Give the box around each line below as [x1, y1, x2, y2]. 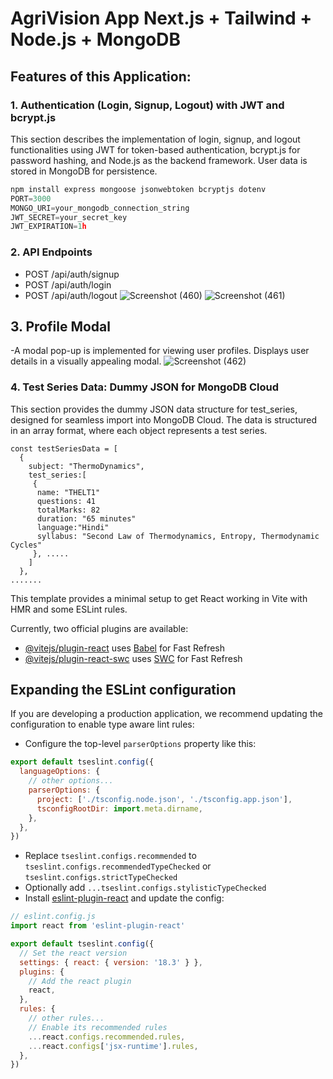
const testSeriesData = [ [10, 443, 118, 454]
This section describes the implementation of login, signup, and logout [10, 133, 301, 145]
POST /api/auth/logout [24, 289, 118, 301]
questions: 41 [36, 496, 97, 506]
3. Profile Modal [10, 318, 111, 335]
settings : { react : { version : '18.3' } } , [19, 957, 203, 967]
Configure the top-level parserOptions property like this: [24, 738, 257, 750]
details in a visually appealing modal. [10, 355, 162, 367]
